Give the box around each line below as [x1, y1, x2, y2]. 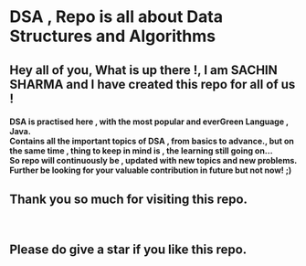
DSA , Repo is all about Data [9, 6, 224, 27]
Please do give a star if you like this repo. [9, 242, 248, 258]
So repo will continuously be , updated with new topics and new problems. [9, 155, 298, 166]
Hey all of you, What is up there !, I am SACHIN [9, 62, 279, 78]
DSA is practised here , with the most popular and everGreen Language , [9, 116, 290, 127]
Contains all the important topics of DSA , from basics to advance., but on [9, 135, 295, 147]
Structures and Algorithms [9, 26, 216, 47]
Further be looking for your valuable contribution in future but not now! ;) [9, 165, 292, 176]
